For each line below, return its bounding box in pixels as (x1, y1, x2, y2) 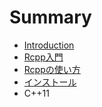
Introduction (23, 39, 75, 51)
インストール (23, 76, 77, 88)
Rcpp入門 (23, 51, 64, 63)
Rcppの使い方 (23, 63, 81, 75)
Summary (9, 6, 92, 29)
